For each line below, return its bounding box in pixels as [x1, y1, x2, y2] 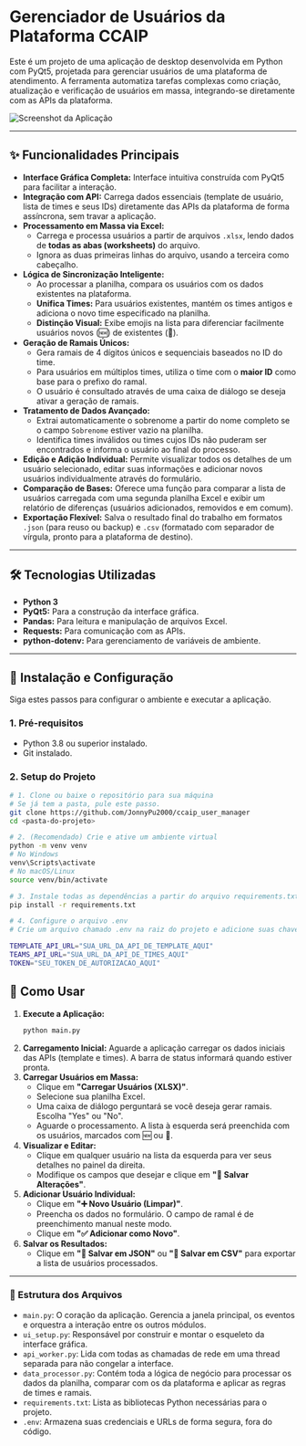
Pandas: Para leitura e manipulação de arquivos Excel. [22, 615, 228, 626]
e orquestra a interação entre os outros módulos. [22, 1319, 207, 1330]
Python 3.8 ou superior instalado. [22, 738, 148, 749]
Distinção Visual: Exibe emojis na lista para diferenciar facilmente [36, 317, 284, 328]
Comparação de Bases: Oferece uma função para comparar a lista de [22, 482, 286, 494]
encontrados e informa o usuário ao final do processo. [36, 444, 240, 455]
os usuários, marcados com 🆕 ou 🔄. [36, 1129, 173, 1140]
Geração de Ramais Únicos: [22, 337, 130, 348]
